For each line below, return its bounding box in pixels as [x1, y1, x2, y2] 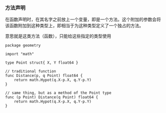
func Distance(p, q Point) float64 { [5, 73, 83, 78]
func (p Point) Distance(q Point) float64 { [5, 95, 98, 100]
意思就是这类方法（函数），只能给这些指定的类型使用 [5, 33, 111, 39]
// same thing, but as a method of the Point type [5, 90, 112, 96]
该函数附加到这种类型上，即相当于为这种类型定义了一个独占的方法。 [5, 23, 144, 29]
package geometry [5, 43, 41, 48]
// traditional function [5, 69, 56, 74]
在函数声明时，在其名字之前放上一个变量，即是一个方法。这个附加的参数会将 [5, 16, 161, 23]
